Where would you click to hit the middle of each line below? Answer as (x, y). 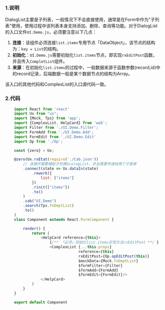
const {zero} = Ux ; (34, 150)
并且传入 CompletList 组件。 (40, 61)
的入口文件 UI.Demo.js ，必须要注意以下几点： (51, 32)
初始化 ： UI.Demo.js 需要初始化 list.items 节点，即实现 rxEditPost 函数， (85, 55)
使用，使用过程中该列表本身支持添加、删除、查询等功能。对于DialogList (84, 26)
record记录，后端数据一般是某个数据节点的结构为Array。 (75, 74)
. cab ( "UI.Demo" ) (40, 201)
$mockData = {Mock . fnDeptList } (109, 261)
